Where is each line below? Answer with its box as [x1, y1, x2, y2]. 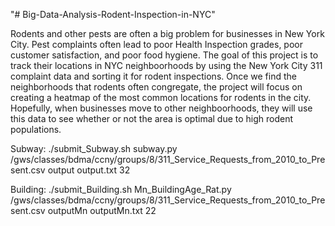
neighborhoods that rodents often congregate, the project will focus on [10, 81, 303, 93]
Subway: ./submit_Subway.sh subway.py [10, 143, 178, 154]
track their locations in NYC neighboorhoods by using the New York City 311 [10, 60, 323, 71]
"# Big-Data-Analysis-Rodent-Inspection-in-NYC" [10, 9, 216, 20]
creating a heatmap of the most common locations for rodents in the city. [10, 92, 312, 103]
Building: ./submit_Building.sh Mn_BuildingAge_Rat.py [10, 184, 232, 195]
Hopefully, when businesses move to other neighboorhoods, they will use [10, 102, 313, 114]
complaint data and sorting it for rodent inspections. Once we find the [10, 70, 297, 82]
